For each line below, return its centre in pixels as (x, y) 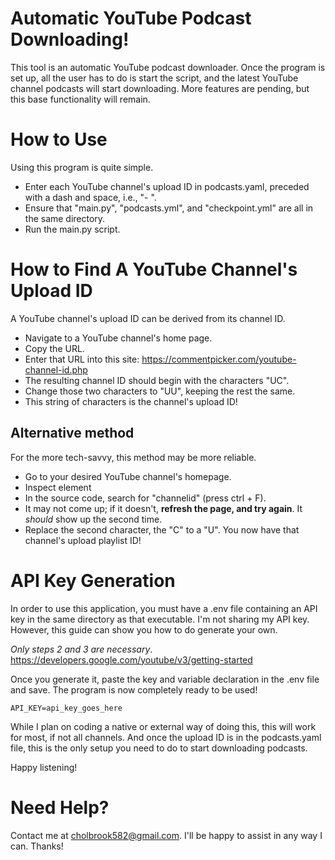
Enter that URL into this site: (82, 359)
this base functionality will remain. (80, 99)
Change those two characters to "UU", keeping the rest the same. (160, 391)
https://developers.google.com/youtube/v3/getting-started (131, 659)
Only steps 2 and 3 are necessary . (81, 649)
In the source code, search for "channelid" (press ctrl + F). (145, 498)
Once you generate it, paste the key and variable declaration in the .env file (165, 679)
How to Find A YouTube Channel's (154, 269)
